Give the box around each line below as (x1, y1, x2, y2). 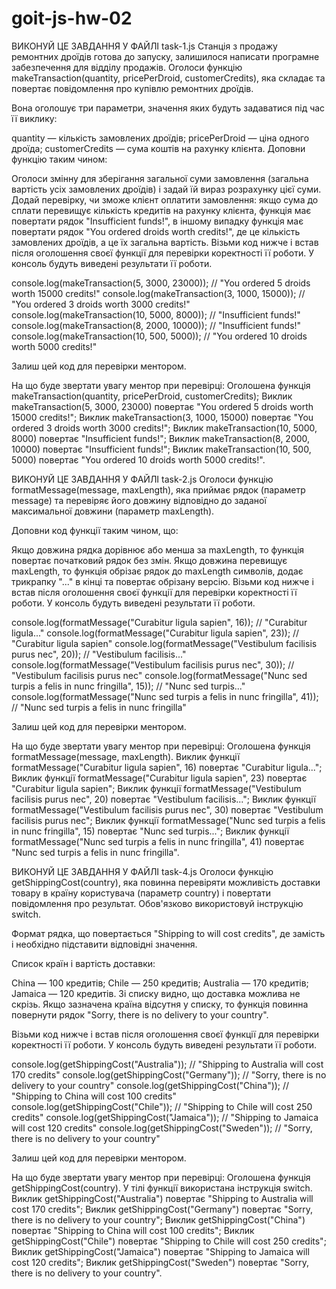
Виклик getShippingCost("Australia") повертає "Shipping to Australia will (11, 1192, 314, 1204)
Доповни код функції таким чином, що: (11, 524, 179, 536)
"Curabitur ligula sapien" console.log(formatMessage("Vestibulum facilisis (11, 637, 318, 649)
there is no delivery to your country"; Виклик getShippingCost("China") (11, 1213, 306, 1226)
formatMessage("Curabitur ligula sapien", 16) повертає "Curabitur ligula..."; (11, 761, 323, 773)
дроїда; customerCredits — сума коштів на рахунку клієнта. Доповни (11, 142, 306, 154)
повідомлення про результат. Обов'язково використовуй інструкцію (11, 897, 304, 909)
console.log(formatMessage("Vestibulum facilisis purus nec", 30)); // (11, 658, 295, 671)
